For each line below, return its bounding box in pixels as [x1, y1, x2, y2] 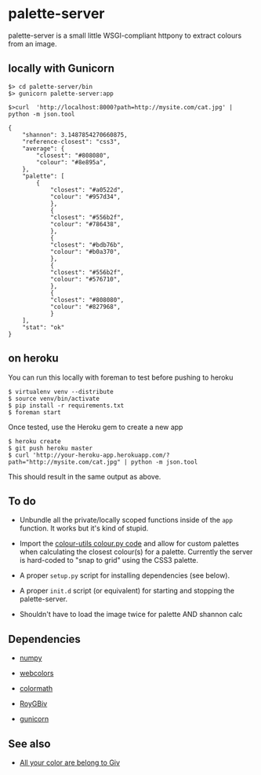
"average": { [22, 145, 65, 152]
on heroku [8, 351, 59, 365]
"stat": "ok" [22, 323, 65, 331]
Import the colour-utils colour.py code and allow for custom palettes [19, 539, 240, 549]
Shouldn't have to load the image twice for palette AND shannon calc [19, 610, 243, 619]
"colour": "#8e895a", [36, 158, 107, 166]
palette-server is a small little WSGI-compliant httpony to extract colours [8, 31, 242, 40]
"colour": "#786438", [49, 220, 121, 228]
